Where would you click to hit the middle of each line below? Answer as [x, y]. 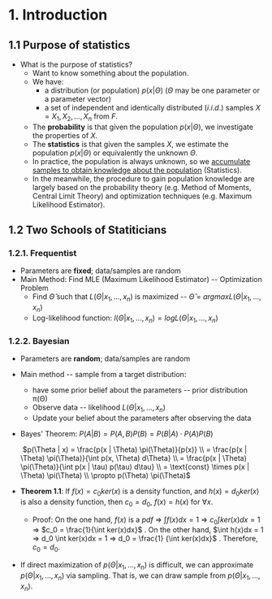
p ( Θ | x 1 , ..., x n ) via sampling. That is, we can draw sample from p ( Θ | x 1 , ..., [140, 576]
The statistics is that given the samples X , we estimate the [130, 144]
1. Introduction [58, 15]
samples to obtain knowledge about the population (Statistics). [137, 170]
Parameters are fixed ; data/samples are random [100, 271]
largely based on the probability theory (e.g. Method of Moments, [142, 187]
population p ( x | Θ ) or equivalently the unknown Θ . [115, 153]
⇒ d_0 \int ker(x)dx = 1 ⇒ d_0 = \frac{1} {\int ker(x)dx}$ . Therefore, [145, 539]
